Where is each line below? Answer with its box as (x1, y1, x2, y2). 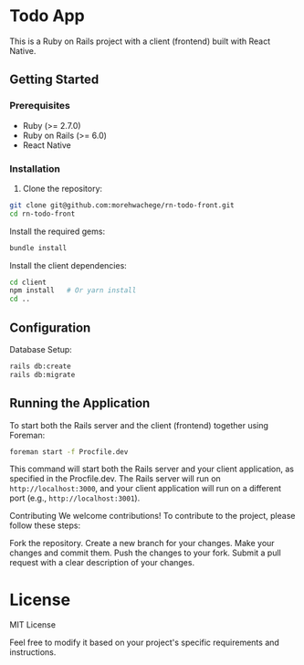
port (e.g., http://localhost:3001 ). (9, 492, 141, 503)
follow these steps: (9, 520, 80, 531)
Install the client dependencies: (9, 259, 128, 270)
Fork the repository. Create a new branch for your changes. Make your (9, 538, 276, 549)
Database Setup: (9, 343, 73, 354)
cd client (9, 278, 47, 287)
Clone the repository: (22, 183, 103, 194)
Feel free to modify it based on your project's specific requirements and (9, 637, 280, 649)
